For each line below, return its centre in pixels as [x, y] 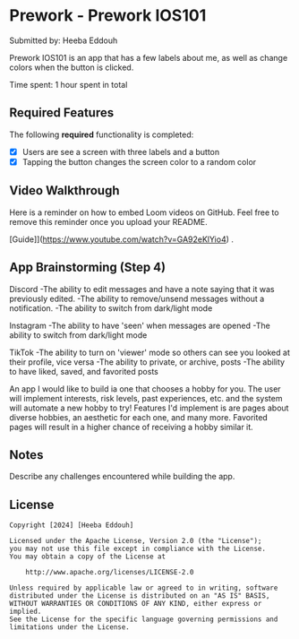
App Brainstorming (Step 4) [88, 268]
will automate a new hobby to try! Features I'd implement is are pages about [149, 408]
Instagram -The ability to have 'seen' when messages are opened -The [140, 325]
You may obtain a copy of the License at [88, 557]
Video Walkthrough [64, 190]
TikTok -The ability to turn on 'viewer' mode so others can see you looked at [150, 352]
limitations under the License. [69, 627]
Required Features [62, 113]
